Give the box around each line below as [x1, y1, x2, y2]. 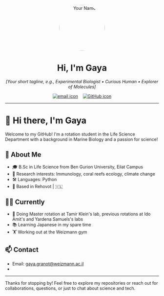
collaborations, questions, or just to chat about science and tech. [5, 285, 136, 291]
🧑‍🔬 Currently [5, 198, 45, 206]
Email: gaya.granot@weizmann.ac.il [12, 261, 84, 267]
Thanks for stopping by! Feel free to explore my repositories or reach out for [5, 280, 158, 286]
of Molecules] [68, 84, 96, 90]
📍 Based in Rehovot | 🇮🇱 [12, 183, 63, 189]
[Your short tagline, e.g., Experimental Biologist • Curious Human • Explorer [5, 78, 159, 84]
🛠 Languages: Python [12, 176, 57, 182]
